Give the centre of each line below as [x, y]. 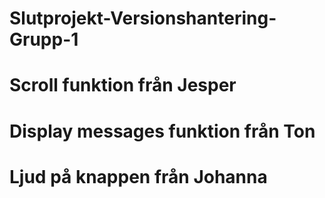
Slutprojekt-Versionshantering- [143, 18]
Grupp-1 [44, 39]
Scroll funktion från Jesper [123, 85]
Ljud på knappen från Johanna [138, 176]
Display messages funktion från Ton [162, 131]
